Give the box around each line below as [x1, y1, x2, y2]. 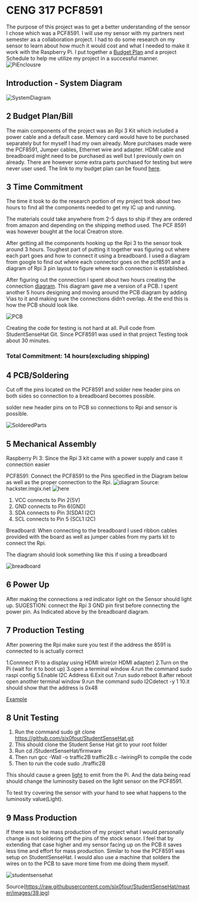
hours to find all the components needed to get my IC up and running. [6, 204, 176, 211]
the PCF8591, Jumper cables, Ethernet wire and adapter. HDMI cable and [6, 146, 184, 153]
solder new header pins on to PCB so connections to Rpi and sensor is [6, 404, 177, 411]
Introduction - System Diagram [6, 78, 122, 88]
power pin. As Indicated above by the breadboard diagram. [6, 608, 150, 615]
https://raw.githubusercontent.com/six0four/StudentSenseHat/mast [25, 883, 190, 890]
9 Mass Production [6, 812, 77, 822]
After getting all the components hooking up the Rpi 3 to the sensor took [6, 240, 182, 247]
